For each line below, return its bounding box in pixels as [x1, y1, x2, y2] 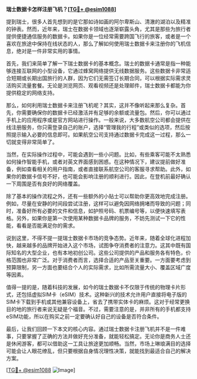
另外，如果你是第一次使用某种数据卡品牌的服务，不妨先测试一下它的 [16, 215, 181, 222]
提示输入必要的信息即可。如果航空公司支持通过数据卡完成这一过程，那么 [11, 131, 186, 138]
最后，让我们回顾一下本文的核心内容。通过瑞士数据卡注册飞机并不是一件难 [6, 326, 186, 332]
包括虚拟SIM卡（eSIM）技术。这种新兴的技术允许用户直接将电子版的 [21, 291, 187, 298]
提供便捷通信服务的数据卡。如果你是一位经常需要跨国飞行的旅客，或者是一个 [6, 33, 191, 40]
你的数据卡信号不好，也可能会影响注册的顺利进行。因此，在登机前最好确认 [11, 173, 191, 180]
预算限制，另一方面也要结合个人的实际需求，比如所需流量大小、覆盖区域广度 [6, 264, 191, 270]
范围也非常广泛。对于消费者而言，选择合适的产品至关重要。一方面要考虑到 [11, 256, 191, 263]
